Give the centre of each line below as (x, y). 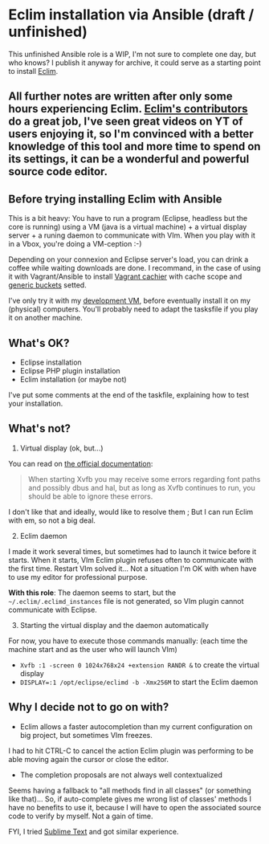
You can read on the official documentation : (81, 463)
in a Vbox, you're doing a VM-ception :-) (75, 244)
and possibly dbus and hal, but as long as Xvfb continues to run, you (141, 487)
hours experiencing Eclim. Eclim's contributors (128, 109)
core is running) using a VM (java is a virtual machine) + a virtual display (128, 227)
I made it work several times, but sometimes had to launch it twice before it (132, 551)
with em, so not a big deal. (52, 520)
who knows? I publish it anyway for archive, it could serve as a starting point (134, 63)
